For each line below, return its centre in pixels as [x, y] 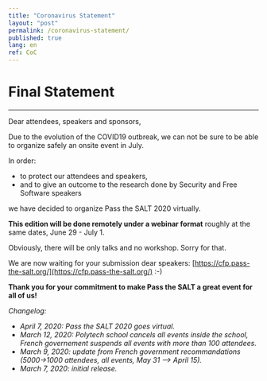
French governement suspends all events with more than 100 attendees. [138, 343]
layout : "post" [33, 23]
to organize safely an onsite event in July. [76, 145]
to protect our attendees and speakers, [84, 176]
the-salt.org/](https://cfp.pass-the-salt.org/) [81, 271]
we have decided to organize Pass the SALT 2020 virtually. [104, 208]
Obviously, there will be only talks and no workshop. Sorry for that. [117, 247]
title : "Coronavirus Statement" [62, 16]
